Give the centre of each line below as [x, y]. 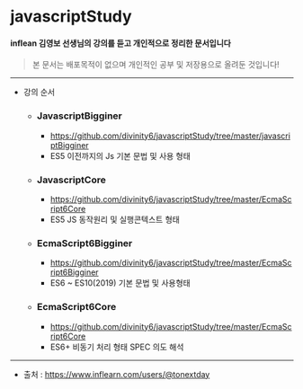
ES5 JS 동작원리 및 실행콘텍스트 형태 [115, 219]
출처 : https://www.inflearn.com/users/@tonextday [116, 374]
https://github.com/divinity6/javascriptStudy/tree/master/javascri [170, 136]
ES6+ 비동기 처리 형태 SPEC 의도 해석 [117, 347]
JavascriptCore [71, 180]
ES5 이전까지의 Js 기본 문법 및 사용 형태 [120, 155]
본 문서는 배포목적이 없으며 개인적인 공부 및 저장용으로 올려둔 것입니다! [156, 65]
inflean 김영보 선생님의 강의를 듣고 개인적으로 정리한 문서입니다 [121, 43]
